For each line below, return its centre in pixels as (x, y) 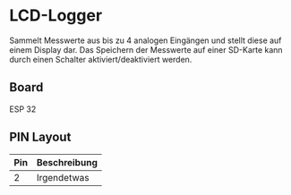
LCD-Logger (56, 16)
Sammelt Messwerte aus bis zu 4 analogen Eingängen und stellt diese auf (145, 40)
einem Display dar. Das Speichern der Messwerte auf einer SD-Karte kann (146, 49)
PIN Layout (40, 137)
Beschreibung (67, 162)
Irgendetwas (63, 177)
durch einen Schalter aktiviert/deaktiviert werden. (101, 59)
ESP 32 (23, 109)
